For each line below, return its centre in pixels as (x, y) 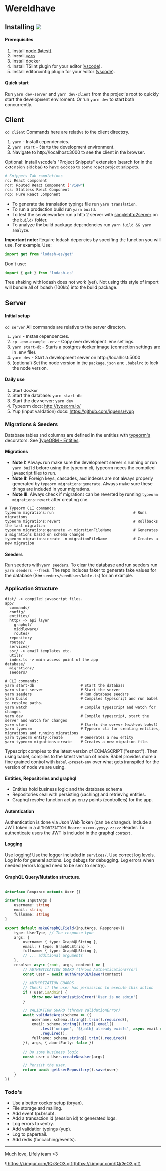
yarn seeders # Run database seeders (67, 694)
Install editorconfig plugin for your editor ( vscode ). (63, 71)
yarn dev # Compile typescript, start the (77, 716)
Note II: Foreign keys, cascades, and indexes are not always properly (83, 478)
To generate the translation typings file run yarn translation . (75, 204)
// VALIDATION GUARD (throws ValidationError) (72, 1010)
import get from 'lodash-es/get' (40, 254)
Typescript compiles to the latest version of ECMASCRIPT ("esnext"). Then (81, 751)
